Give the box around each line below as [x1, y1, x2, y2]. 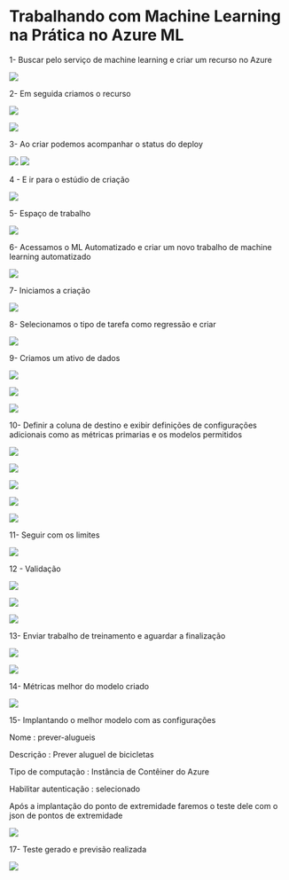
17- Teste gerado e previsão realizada [9, 844, 147, 854]
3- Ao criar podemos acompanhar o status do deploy [9, 138, 204, 149]
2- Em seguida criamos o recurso [9, 88, 131, 98]
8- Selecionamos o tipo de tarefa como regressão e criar [9, 318, 216, 329]
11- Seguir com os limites [9, 530, 100, 540]
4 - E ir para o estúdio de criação [9, 174, 130, 185]
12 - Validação [9, 563, 61, 574]
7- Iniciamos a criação [9, 285, 90, 295]
